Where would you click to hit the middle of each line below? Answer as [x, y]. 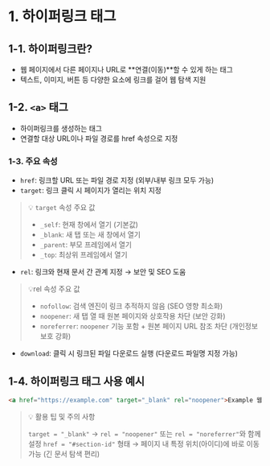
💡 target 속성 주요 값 [61, 208]
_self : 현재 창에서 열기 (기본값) [89, 225]
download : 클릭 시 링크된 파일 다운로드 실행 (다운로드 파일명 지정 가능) [129, 353]
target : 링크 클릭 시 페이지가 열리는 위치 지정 [91, 191]
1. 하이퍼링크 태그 [62, 16]
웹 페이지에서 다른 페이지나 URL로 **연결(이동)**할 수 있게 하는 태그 [126, 70]
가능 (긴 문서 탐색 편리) [64, 454]
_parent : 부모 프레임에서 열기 [86, 245]
